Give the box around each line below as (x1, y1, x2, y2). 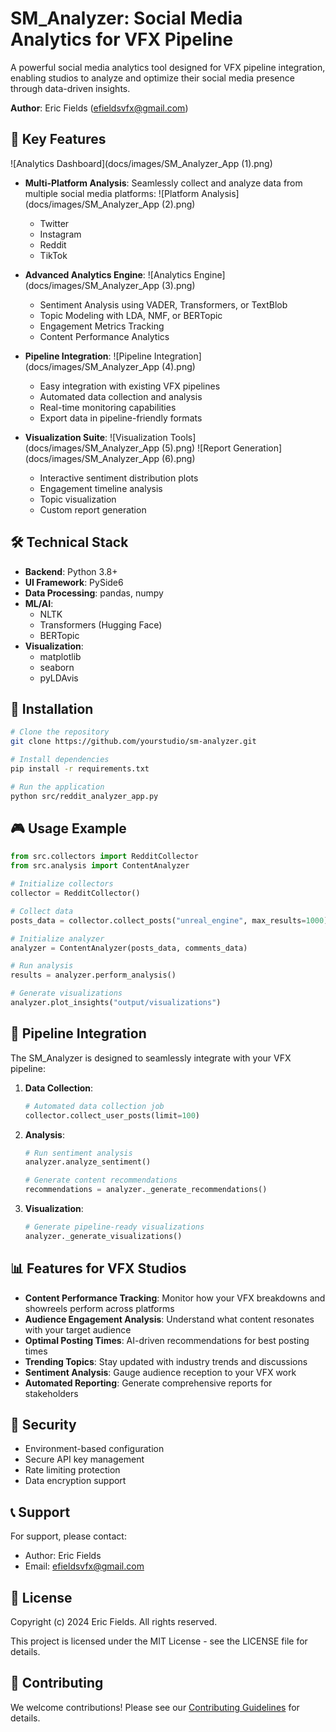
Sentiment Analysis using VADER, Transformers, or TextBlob (39, 298, 288, 311)
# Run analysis (10, 961, 74, 971)
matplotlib (39, 650, 82, 662)
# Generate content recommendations (24, 1175, 178, 1186)
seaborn (39, 661, 75, 673)
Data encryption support (24, 1475, 127, 1487)
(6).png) (161, 452, 196, 464)
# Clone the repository (10, 727, 110, 737)
